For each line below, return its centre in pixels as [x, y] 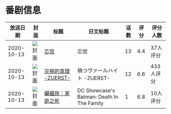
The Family [90, 103]
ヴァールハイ [103, 70]
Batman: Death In [98, 97]
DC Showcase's [96, 90]
